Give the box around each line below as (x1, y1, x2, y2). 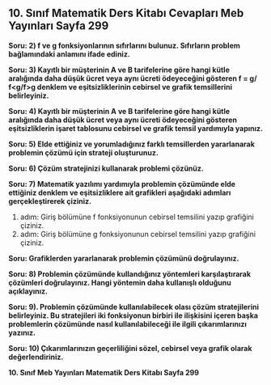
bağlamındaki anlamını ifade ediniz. (8, 49, 131, 59)
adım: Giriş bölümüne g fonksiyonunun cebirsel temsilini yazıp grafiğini (19, 229, 256, 239)
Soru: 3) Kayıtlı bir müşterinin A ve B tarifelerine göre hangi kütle (8, 65, 231, 74)
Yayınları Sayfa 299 (8, 19, 109, 33)
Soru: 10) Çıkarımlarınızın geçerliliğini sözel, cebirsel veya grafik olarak (8, 343, 252, 353)
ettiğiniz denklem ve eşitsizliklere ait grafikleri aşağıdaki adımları (8, 188, 231, 197)
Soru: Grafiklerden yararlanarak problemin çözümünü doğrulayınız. (8, 253, 240, 263)
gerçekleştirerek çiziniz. (8, 196, 92, 205)
